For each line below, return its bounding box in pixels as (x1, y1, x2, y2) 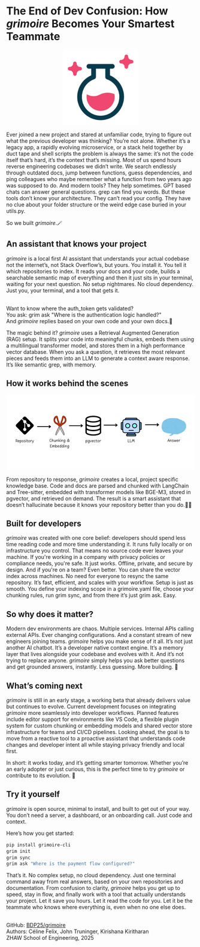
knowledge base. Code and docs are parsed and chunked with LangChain (6, 482, 189, 489)
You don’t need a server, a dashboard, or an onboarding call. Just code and (6, 811, 193, 819)
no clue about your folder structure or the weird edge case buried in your (6, 201, 187, 208)
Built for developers (6, 518, 82, 528)
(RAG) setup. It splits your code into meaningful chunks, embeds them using (6, 335, 195, 342)
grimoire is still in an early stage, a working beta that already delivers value (6, 697, 190, 704)
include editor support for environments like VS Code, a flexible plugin (6, 715, 180, 723)
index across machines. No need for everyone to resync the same (6, 573, 169, 580)
